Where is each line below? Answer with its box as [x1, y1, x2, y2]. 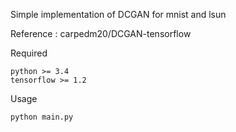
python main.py [10, 112, 74, 122]
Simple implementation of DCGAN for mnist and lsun [10, 9, 227, 20]
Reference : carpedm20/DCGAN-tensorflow [10, 28, 192, 39]
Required [10, 47, 48, 59]
